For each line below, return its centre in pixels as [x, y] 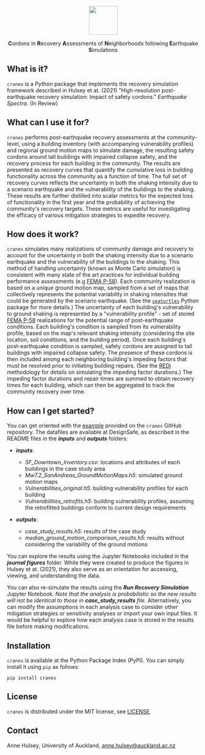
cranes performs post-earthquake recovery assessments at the [86, 137]
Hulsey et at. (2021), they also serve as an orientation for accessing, [92, 569]
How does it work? [43, 234]
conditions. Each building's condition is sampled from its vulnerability [94, 327]
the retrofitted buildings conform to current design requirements [106, 508]
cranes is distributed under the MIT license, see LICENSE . [79, 711]
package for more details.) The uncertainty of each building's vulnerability [100, 307]
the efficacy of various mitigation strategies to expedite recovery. [89, 215]
